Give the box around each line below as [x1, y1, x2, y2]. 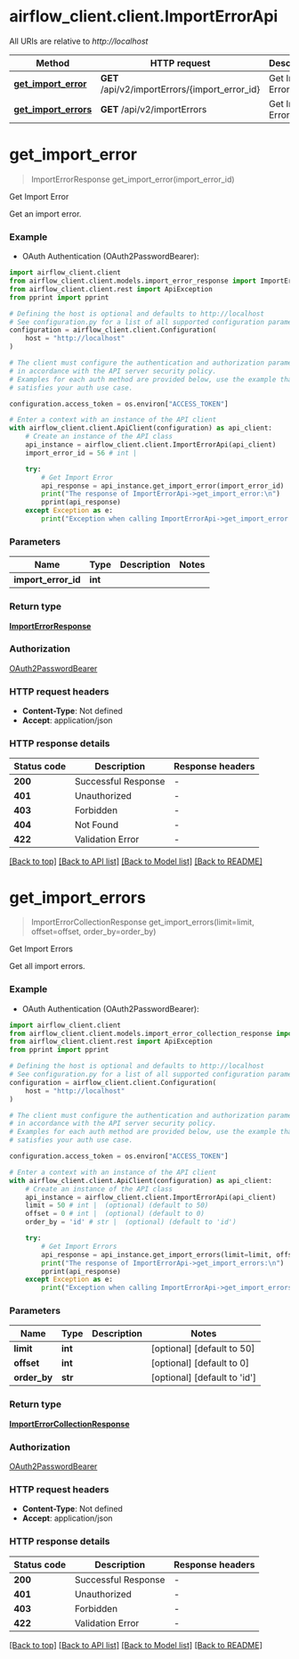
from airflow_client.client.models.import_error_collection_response [9, 1029, 273, 1038]
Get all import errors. [9, 961, 86, 972]
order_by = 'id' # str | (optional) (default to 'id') [25, 1218, 238, 1227]
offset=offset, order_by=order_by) [30, 926, 157, 937]
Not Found [74, 818, 118, 831]
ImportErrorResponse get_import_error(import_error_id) [30, 174, 235, 185]
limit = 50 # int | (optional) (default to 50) [25, 1201, 209, 1210]
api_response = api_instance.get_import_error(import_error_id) [41, 481, 285, 490]
